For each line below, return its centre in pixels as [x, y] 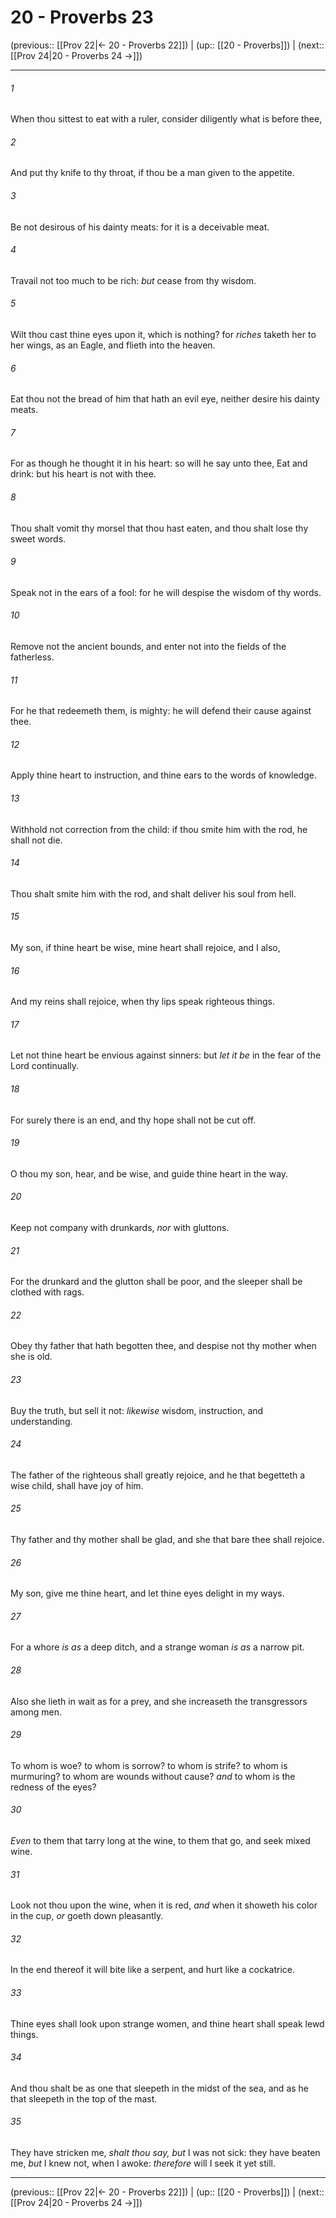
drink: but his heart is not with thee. [83, 474]
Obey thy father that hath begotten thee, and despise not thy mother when [163, 1346]
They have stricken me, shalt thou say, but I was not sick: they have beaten [165, 2153]
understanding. [41, 1421]
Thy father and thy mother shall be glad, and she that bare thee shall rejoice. [167, 1540]
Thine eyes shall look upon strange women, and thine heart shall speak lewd [167, 2023]
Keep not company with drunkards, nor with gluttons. [120, 1227]
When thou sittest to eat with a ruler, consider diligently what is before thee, [166, 119]
